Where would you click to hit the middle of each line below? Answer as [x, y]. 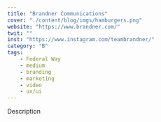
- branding [36, 72]
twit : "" [20, 33]
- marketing [37, 78]
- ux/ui [31, 91]
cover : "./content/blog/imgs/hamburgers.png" [75, 20]
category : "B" [28, 46]
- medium [33, 66]
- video [31, 85]
